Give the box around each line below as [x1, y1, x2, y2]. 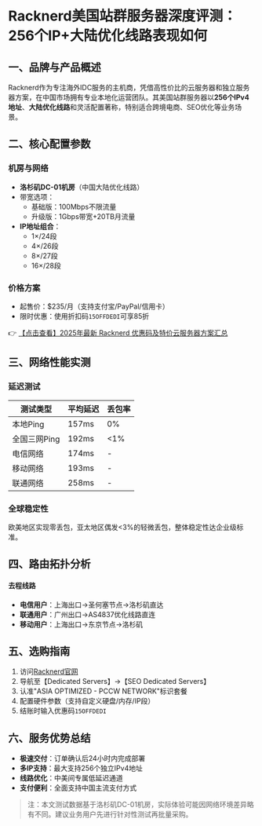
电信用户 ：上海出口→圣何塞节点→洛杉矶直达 [19, 600, 164, 609]
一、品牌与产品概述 [8, 60, 101, 74]
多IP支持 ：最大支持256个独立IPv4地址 [19, 763, 143, 773]
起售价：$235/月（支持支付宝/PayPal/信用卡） [19, 302, 170, 311]
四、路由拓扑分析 [8, 557, 91, 571]
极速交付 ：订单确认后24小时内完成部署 [19, 754, 146, 763]
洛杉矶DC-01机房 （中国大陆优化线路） [19, 182, 144, 192]
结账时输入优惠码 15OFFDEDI [19, 706, 107, 715]
